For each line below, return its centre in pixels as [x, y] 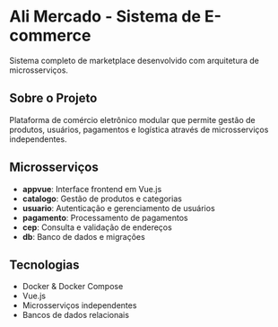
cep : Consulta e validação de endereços [97, 227]
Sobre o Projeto [53, 98]
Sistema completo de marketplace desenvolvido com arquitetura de [135, 60]
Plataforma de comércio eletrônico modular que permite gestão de [132, 119]
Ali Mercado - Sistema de [105, 17]
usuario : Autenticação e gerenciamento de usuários [118, 208]
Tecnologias [44, 265]
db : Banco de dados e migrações [83, 236]
